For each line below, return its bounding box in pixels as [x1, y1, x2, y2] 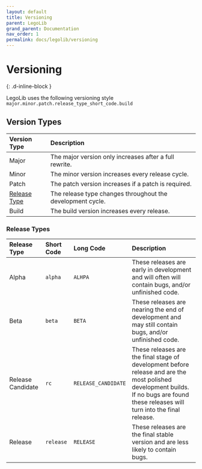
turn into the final [132, 406, 180, 414]
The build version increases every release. [50, 207, 170, 215]
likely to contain [132, 446, 176, 454]
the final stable [132, 430, 174, 439]
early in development [132, 266, 192, 274]
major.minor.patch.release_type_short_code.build [6, 101, 133, 107]
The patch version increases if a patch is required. [50, 179, 192, 188]
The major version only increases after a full [50, 152, 174, 161]
